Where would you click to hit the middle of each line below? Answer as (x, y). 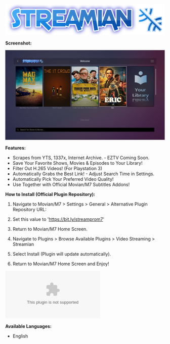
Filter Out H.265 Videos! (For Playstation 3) (57, 169)
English (20, 336)
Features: (16, 148)
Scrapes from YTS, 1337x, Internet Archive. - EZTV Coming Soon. (81, 158)
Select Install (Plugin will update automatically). (62, 254)
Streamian (23, 244)
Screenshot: (18, 43)
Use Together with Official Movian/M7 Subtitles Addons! (71, 185)
